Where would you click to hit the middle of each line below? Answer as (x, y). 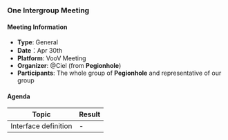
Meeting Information (37, 27)
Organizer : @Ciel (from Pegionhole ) (69, 66)
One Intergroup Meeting (48, 10)
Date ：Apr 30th (40, 51)
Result (90, 114)
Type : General (38, 42)
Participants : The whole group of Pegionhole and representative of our (119, 73)
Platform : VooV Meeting (51, 58)
